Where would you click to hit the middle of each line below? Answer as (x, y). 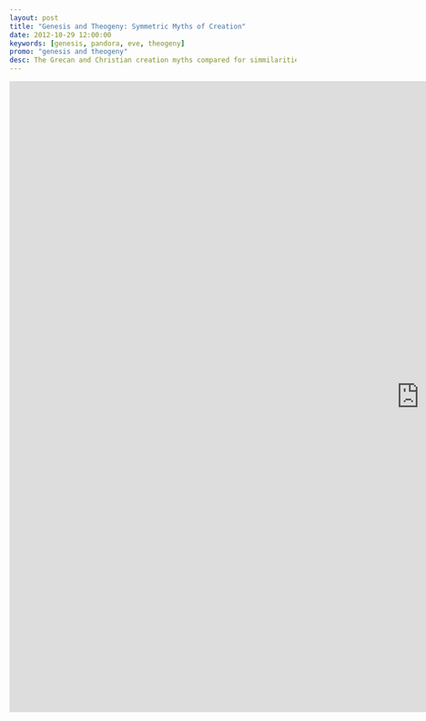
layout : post (34, 18)
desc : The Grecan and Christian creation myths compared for (128, 60)
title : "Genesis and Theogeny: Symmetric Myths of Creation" (128, 26)
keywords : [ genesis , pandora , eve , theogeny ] (97, 43)
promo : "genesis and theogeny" (69, 52)
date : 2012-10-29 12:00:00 (61, 35)
